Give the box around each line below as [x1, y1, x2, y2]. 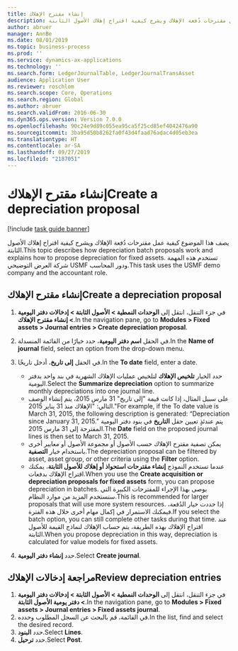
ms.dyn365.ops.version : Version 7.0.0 [7, 116, 122, 123]
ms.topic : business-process [7, 43, 91, 50]
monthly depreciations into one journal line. [28, 386, 154, 395]
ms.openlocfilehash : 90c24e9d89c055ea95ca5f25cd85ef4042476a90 [7, 122, 198, 130]
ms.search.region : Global [7, 96, 84, 104]
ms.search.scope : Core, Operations [7, 89, 113, 96]
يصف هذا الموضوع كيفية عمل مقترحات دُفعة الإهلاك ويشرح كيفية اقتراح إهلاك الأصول [7, 238, 229, 247]
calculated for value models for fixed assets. [28, 537, 158, 546]
